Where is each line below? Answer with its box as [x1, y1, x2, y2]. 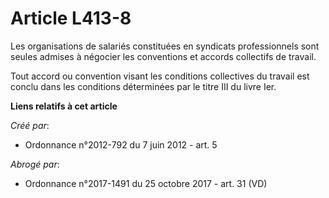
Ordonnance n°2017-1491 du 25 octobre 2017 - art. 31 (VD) [24, 177, 268, 189]
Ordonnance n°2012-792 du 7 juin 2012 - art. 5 [24, 138, 218, 151]
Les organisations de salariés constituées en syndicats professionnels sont [10, 40, 320, 52]
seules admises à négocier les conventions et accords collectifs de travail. [10, 50, 317, 62]
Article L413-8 [10, 7, 132, 30]
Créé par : [10, 119, 50, 131]
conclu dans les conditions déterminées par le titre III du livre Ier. [10, 80, 277, 92]
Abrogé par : [10, 158, 60, 170]
